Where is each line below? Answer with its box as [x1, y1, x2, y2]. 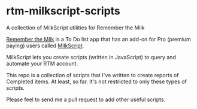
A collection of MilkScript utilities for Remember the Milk [6, 24, 145, 31]
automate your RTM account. [6, 60, 78, 67]
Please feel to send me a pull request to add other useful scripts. [6, 96, 166, 103]
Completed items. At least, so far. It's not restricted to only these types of [6, 78, 187, 85]
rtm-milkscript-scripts [6, 4, 121, 18]
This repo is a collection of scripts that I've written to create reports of [6, 71, 179, 78]
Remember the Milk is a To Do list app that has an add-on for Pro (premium [6, 35, 192, 43]
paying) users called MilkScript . [6, 42, 84, 49]
